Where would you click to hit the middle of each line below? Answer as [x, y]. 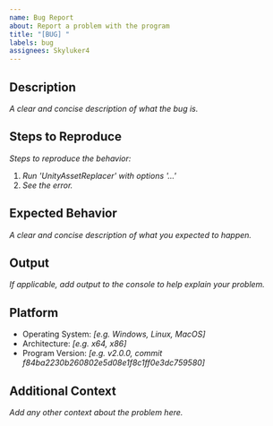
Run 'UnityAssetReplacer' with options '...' [99, 175]
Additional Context [63, 391]
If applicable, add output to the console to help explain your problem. [137, 285]
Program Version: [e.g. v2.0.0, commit [92, 354]
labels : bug [31, 43]
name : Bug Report [42, 17]
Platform [34, 313]
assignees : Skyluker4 [50, 51]
